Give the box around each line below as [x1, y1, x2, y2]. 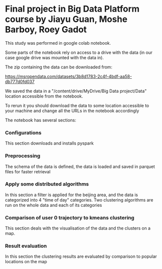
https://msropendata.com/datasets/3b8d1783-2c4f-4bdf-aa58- [5, 73, 132, 79]
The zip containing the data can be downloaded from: [5, 64, 113, 70]
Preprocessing [5, 152, 40, 159]
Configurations [5, 129, 42, 136]
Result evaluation [5, 243, 47, 250]
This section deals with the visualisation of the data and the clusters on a [5, 225, 151, 231]
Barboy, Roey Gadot [5, 24, 87, 35]
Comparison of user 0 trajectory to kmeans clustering [5, 214, 135, 221]
